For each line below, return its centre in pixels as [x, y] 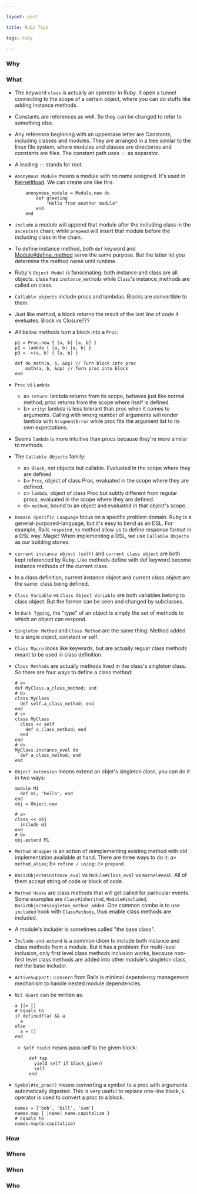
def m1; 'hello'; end [47, 793]
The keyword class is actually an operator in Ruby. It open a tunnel [95, 93]
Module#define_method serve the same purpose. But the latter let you [100, 255]
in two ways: [30, 778]
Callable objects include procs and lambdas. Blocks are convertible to [101, 296]
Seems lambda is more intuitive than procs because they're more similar [101, 439]
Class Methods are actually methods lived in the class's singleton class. [101, 666]
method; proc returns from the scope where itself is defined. [97, 402]
